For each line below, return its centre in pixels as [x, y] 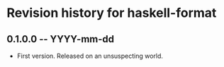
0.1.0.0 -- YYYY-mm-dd [61, 39]
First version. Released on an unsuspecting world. [90, 56]
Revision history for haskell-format [112, 13]
